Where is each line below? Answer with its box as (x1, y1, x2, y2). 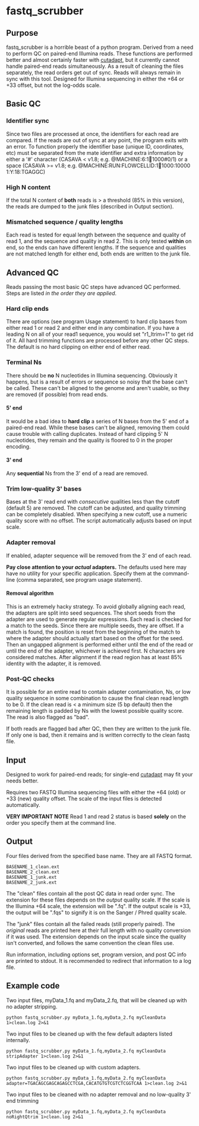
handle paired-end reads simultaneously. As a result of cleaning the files (6, 63, 184, 70)
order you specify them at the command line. (6, 819, 116, 826)
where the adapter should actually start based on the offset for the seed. (6, 634, 184, 641)
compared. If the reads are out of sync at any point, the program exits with (6, 136, 188, 144)
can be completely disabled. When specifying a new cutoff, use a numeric (6, 511, 188, 518)
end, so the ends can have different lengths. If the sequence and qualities (6, 244, 187, 251)
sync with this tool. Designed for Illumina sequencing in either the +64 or (6, 76, 184, 82)
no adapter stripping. (6, 1003, 58, 1010)
